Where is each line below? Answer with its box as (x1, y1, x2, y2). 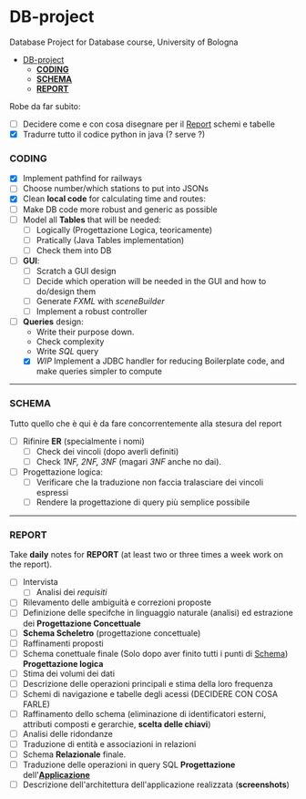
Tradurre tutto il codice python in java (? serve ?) (22, 129, 206, 139)
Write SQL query (36, 346, 99, 357)
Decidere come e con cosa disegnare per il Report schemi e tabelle (22, 118, 276, 129)
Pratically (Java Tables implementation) (36, 234, 185, 245)
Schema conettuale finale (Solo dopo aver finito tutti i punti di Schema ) (22, 648, 289, 659)
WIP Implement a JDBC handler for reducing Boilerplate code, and (36, 355, 285, 366)
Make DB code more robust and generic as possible (22, 203, 219, 215)
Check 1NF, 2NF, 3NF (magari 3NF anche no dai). (36, 456, 221, 466)
